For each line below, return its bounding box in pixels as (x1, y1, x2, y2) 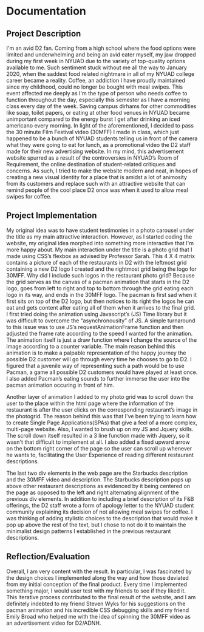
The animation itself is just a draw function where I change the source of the (6, 336, 197, 344)
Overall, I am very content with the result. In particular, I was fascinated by (6, 568, 192, 575)
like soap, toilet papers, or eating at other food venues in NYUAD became (6, 109, 190, 116)
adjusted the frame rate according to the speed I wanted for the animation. (6, 330, 193, 337)
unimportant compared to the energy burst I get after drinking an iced (6, 115, 180, 123)
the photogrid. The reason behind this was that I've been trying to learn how (6, 412, 197, 420)
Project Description (6, 29, 81, 39)
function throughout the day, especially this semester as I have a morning (6, 96, 190, 103)
